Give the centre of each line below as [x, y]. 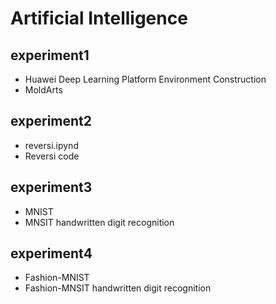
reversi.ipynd [51, 145]
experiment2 [51, 121]
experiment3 [51, 187]
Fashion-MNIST [57, 278]
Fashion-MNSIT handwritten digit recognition [118, 288]
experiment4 [51, 253]
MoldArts [43, 90]
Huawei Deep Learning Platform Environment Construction [145, 79]
